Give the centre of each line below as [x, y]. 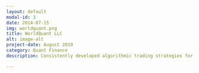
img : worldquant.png [32, 28]
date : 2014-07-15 [28, 23]
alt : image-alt [25, 39]
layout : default [26, 12]
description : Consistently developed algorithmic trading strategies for [100, 56]
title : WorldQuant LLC [34, 34]
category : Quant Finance [37, 50]
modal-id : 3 [21, 17]
